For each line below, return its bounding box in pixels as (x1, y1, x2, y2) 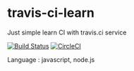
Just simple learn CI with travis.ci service (7, 28, 127, 37)
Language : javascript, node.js (7, 55, 95, 64)
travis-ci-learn (7, 5, 95, 21)
